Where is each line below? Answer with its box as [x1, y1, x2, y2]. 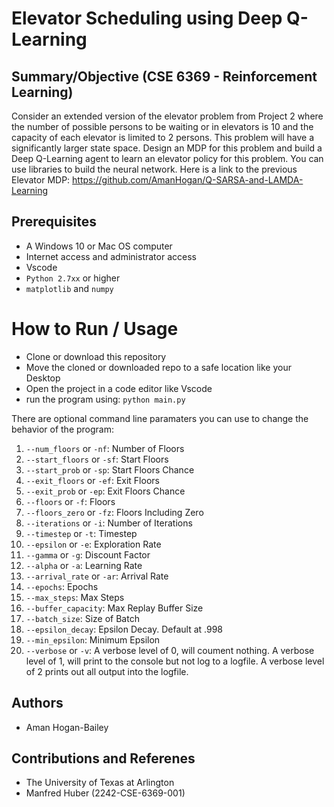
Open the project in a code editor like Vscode [25, 382, 213, 394]
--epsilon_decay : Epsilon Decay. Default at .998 [25, 623, 224, 635]
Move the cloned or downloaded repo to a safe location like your [25, 361, 292, 373]
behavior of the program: [11, 423, 115, 435]
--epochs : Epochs [25, 580, 99, 592]
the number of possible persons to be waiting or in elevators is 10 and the [11, 121, 314, 132]
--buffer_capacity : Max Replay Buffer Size [25, 602, 204, 614]
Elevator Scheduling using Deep [11, 7, 283, 30]
